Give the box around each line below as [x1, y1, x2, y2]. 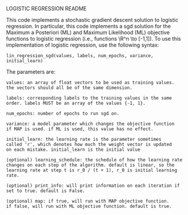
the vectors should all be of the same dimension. [6, 85, 133, 91]
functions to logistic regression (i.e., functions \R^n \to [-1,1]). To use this [6, 35, 181, 42]
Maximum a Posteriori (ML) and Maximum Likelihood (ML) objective [6, 29, 170, 36]
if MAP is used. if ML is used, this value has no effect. [6, 126, 154, 132]
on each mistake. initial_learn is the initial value [6, 147, 141, 153]
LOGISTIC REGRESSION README [6, 5, 87, 12]
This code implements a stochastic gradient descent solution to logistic [6, 16, 179, 23]
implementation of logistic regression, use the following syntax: [6, 41, 160, 48]
